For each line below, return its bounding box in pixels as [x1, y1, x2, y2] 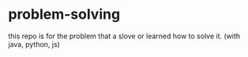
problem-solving [8, 5, 121, 23]
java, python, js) [8, 39, 61, 48]
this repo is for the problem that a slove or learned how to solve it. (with [8, 31, 241, 41]
